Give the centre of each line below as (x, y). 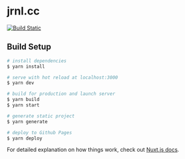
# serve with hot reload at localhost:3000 (63, 77)
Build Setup (29, 47)
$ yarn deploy (25, 138)
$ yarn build (23, 100)
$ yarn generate (27, 122)
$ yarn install (26, 67)
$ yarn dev (21, 83)
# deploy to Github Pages (39, 132)
